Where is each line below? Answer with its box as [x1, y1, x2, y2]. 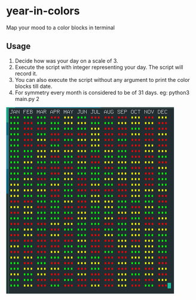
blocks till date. [14, 82, 53, 90]
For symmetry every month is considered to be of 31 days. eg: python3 [14, 88, 190, 96]
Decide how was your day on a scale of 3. [14, 57, 118, 64]
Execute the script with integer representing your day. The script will [14, 63, 183, 71]
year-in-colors [6, 4, 80, 18]
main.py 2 [14, 95, 40, 102]
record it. [14, 70, 38, 77]
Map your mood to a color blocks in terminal [6, 24, 115, 31]
